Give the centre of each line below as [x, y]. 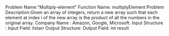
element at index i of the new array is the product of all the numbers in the [82, 18]
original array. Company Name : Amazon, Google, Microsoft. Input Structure [84, 23]
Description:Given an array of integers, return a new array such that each [81, 12]
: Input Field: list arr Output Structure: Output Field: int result [67, 28]
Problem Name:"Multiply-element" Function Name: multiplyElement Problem [85, 7]
